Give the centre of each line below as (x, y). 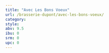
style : (12, 24)
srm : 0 (12, 38)
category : (16, 19)
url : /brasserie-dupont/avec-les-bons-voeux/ (54, 15)
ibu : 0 (12, 33)
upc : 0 (12, 43)
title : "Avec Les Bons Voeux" (38, 10)
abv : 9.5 (15, 29)
